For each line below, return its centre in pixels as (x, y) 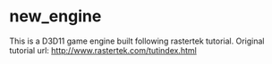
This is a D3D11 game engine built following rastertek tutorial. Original (137, 41)
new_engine (55, 16)
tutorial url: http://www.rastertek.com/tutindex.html (103, 50)
